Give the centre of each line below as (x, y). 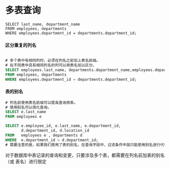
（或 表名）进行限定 (26, 161)
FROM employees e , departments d (44, 135)
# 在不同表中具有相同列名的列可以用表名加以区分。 (51, 65)
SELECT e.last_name (26, 112)
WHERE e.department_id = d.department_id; (52, 140)
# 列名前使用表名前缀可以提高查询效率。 (41, 103)
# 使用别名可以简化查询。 (28, 107)
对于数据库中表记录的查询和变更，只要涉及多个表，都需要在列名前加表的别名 (85, 155)
